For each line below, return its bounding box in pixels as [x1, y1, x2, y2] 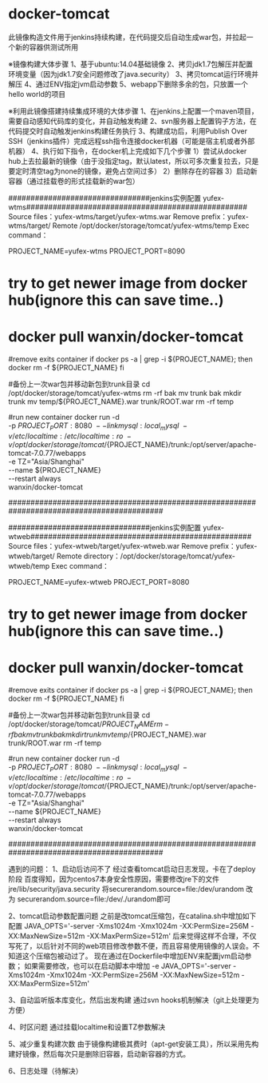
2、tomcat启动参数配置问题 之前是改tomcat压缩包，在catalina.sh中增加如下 [8, 911, 257, 921]
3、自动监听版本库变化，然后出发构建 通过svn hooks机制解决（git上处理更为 [8, 995, 259, 1005]
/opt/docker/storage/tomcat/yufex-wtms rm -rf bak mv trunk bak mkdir [8, 389, 242, 398]
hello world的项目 [8, 89, 66, 98]
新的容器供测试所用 [14, 42, 78, 52]
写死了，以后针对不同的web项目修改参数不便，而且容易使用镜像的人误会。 [8, 941, 253, 950]
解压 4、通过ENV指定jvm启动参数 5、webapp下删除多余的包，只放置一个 [8, 79, 249, 89]
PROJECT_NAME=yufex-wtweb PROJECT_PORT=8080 [8, 577, 190, 586]
